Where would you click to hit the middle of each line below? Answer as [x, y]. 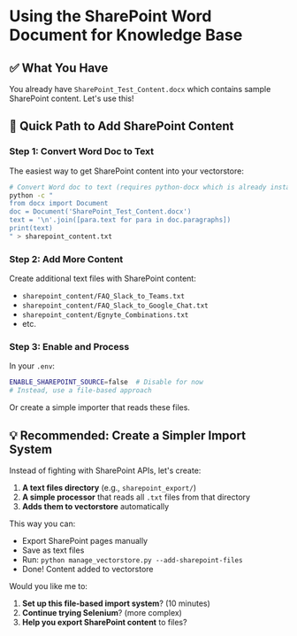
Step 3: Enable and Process [69, 347]
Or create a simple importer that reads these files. [99, 407]
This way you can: [42, 524]
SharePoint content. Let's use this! [72, 98]
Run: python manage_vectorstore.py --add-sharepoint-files [132, 559]
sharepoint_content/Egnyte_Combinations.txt [105, 315]
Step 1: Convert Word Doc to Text [82, 151]
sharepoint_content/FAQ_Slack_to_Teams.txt [103, 297]
